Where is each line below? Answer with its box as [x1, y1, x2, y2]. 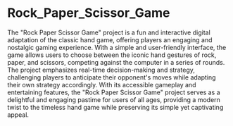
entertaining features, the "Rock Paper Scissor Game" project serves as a [7, 88, 220, 96]
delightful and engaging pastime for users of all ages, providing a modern [7, 95, 220, 103]
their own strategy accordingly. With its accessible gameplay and [7, 80, 196, 89]
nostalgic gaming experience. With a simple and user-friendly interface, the [7, 43, 227, 51]
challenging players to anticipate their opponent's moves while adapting [7, 73, 216, 82]
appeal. [7, 111, 30, 119]
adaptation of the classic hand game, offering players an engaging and [7, 35, 213, 44]
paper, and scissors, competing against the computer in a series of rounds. [7, 58, 225, 66]
